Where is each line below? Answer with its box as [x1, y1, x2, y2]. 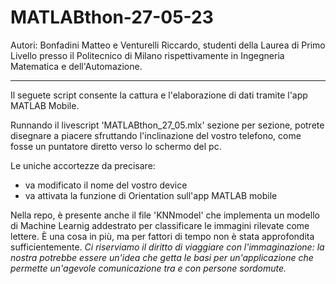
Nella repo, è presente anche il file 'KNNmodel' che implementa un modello [10, 209, 320, 221]
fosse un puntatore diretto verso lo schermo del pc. [10, 140, 222, 152]
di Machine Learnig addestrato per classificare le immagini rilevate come [10, 219, 310, 231]
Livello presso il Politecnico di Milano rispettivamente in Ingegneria [10, 49, 285, 61]
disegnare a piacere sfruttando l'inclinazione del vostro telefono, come [10, 129, 302, 141]
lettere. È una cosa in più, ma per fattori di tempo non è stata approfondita [10, 230, 315, 242]
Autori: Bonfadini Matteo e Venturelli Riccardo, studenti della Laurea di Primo [10, 39, 326, 51]
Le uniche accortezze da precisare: [10, 159, 156, 171]
